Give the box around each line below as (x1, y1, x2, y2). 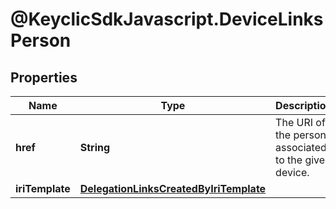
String (79, 141, 111, 154)
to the (275, 153, 303, 167)
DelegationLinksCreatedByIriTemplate (79, 182, 267, 195)
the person (275, 128, 327, 142)
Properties (10, 69, 78, 86)
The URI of (275, 116, 326, 129)
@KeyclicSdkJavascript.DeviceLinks (10, 8, 324, 31)
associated (275, 141, 327, 154)
